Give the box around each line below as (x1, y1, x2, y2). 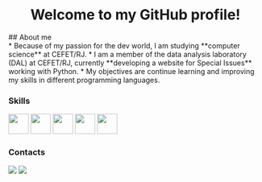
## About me (8, 32, 52, 42)
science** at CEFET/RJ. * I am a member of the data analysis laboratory (8, 49, 247, 59)
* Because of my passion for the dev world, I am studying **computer (8, 40, 240, 50)
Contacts (8, 147, 46, 158)
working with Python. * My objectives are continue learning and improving (8, 66, 256, 76)
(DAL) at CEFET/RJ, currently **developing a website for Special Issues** (8, 58, 252, 68)
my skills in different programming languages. (8, 75, 160, 85)
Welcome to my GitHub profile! (30, 6, 241, 24)
